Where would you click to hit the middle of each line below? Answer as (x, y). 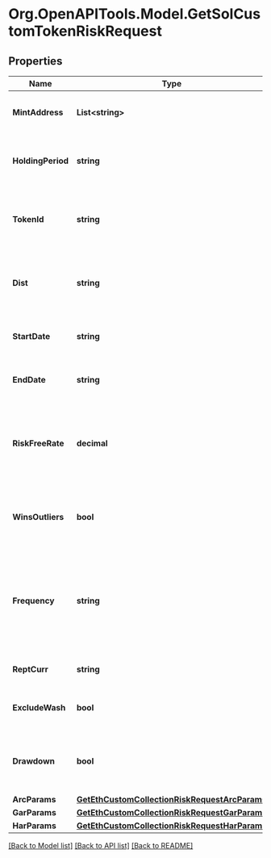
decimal (92, 443)
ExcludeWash (39, 707)
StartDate (31, 336)
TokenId (28, 219)
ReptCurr (30, 669)
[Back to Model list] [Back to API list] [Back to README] (101, 845)
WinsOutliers (38, 517)
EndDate (29, 380)
